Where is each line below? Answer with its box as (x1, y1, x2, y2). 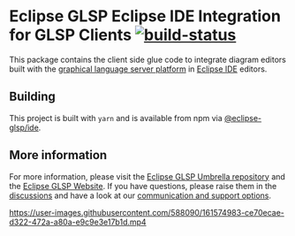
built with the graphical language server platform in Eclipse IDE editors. (9, 64, 268, 74)
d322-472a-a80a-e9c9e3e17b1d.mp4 (9, 217, 147, 227)
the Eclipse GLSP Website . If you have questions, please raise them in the (9, 180, 277, 191)
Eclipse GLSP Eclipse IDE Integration (9, 6, 281, 27)
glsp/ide (9, 122, 40, 133)
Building (9, 89, 56, 104)
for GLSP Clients (9, 25, 132, 45)
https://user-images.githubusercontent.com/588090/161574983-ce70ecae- (9, 207, 285, 217)
